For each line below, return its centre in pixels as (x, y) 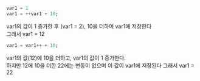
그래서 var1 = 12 (26, 33)
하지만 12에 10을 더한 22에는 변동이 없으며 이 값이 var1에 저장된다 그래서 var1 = (100, 65)
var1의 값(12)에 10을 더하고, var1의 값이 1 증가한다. (66, 58)
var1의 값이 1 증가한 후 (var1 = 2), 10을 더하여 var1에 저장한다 (79, 26)
